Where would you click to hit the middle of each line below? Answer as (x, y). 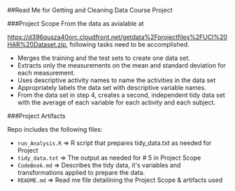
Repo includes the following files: (55, 129)
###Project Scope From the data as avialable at (76, 23)
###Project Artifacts (36, 116)
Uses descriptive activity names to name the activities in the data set (116, 80)
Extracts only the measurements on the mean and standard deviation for (121, 65)
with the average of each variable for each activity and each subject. (116, 102)
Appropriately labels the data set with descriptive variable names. (112, 87)
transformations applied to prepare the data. (81, 173)
